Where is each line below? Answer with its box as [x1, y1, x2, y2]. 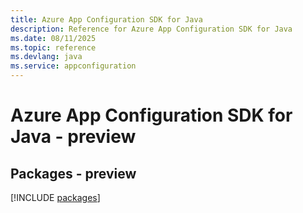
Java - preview [10, 126, 137, 148]
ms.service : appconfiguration [10, 61, 137, 71]
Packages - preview [10, 165, 137, 182]
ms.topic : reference [10, 42, 97, 53]
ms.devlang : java [10, 52, 83, 62]
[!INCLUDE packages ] [10, 192, 101, 203]
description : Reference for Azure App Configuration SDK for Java [10, 24, 293, 34]
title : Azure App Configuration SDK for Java [10, 14, 203, 25]
